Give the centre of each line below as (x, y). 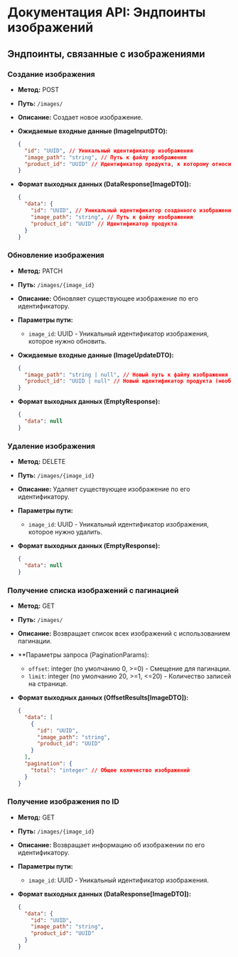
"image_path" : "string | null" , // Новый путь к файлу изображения (126, 375)
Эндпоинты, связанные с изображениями (106, 54)
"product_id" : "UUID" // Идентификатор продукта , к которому (117, 164)
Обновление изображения (56, 255)
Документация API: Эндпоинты (107, 12)
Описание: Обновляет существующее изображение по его (108, 298)
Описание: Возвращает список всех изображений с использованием (124, 633)
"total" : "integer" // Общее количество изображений (110, 770)
